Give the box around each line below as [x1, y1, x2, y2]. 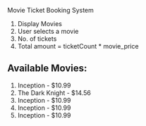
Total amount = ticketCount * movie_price [17, 42, 139, 50]
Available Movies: [7, 63, 87, 75]
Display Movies [17, 20, 62, 27]
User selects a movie [17, 27, 79, 35]
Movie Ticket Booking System [7, 6, 94, 14]
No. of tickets [17, 34, 57, 43]
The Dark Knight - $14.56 [17, 88, 92, 97]
